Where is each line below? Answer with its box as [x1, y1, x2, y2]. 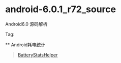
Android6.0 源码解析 [5, 21, 48, 27]
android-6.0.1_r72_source [5, 4, 116, 15]
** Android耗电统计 [5, 42, 46, 48]
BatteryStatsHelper [17, 52, 58, 58]
